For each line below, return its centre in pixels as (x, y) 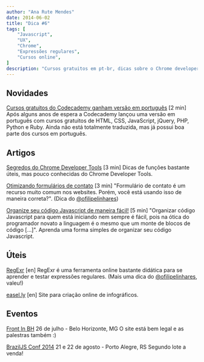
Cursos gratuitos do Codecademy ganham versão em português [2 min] (97, 108)
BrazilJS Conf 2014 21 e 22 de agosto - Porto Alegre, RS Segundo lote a (96, 347)
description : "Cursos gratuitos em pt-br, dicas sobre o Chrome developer (103, 68)
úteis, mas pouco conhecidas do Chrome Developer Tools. (80, 174)
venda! (15, 353)
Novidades (27, 93)
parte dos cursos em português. (46, 134)
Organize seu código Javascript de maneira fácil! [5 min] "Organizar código (101, 210)
